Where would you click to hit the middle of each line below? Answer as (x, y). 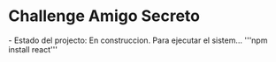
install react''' (33, 49)
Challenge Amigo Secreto (104, 16)
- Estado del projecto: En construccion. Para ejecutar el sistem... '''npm (138, 40)
